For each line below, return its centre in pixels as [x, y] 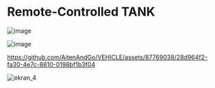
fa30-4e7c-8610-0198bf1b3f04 [51, 64]
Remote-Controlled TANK [81, 12]
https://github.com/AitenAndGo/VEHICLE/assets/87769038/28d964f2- [107, 57]
